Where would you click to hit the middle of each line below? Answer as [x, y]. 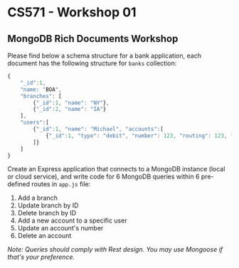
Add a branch [38, 198]
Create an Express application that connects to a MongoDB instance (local [116, 169]
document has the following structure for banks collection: [92, 63]
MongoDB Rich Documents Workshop [93, 39]
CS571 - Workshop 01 [72, 12]
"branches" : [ [41, 96]
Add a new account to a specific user [72, 220]
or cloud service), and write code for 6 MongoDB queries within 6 [103, 177]
